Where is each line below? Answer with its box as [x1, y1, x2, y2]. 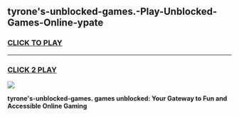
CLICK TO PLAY [7, 38, 63, 48]
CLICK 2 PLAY [7, 65, 57, 74]
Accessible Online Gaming [7, 101, 87, 110]
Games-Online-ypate [7, 17, 104, 29]
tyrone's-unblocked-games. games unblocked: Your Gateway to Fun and [7, 94, 228, 102]
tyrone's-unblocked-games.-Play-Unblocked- [7, 6, 218, 18]
